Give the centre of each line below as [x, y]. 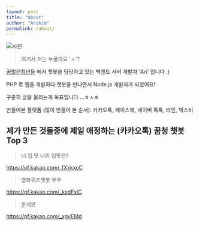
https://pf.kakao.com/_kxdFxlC [44, 192]
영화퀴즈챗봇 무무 [41, 180]
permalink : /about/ [31, 28]
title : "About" [25, 17]
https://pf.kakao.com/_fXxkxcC [44, 168]
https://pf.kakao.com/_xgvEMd [44, 216]
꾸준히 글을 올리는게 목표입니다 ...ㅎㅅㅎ [52, 97]
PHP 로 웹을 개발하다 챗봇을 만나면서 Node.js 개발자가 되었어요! [81, 85]
